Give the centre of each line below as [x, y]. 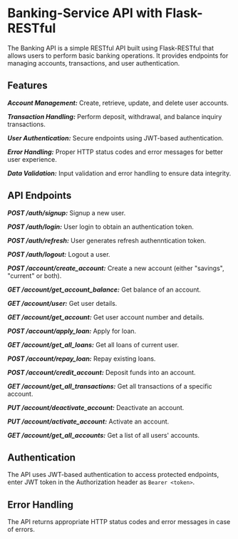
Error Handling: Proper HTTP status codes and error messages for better [115, 152]
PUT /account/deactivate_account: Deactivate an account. [96, 407]
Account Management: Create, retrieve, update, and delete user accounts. [118, 103]
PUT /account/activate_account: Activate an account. [88, 421]
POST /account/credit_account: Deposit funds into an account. [102, 372]
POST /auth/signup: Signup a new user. [67, 212]
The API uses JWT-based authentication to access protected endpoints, [113, 475]
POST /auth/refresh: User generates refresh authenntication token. [107, 240]
